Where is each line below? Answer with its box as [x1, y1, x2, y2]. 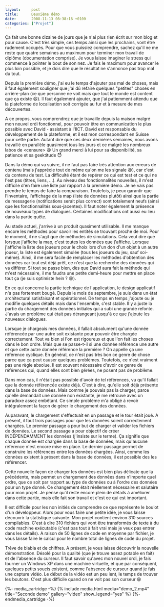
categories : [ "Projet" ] [5, 21, 54, 26]
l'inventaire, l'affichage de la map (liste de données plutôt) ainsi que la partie [5, 193, 159, 199]
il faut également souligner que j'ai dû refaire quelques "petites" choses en [5, 85, 156, 91]
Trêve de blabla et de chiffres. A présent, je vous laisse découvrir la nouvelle [5, 545, 159, 551]
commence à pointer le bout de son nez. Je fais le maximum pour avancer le [5, 60, 159, 66]
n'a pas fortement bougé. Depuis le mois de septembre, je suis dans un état [5, 290, 158, 296]
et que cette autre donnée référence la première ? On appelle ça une [5, 347, 143, 353]
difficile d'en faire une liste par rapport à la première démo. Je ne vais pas [5, 182, 154, 189]
